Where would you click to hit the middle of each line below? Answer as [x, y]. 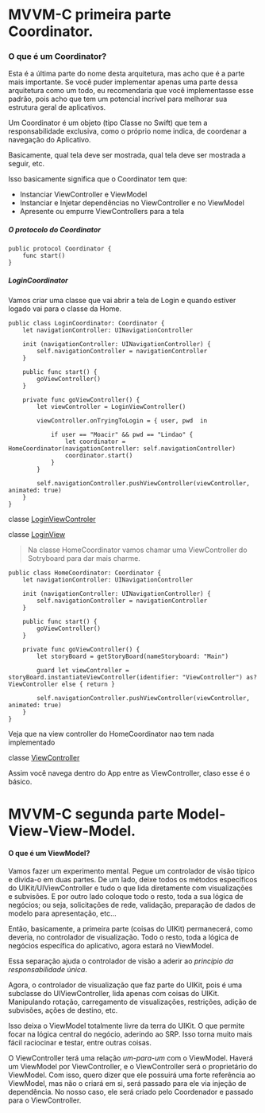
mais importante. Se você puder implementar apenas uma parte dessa [123, 82]
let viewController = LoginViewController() [111, 407]
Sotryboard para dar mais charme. [84, 558]
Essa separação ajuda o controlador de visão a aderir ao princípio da [121, 961]
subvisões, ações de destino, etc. [63, 1010]
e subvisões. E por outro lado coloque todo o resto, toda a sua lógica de [126, 896]
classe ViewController [44, 758]
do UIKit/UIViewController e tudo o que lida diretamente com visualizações [131, 888]
